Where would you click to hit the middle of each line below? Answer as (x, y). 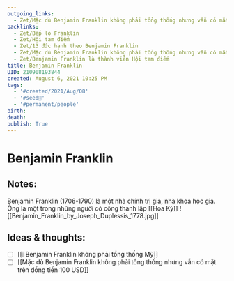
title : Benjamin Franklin (45, 66)
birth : (17, 111)
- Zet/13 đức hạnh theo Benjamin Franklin (76, 46)
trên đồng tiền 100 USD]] (53, 270)
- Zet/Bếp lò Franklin (46, 33)
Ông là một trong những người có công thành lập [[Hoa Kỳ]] (93, 208)
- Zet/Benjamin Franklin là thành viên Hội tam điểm (92, 59)
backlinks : (23, 26)
